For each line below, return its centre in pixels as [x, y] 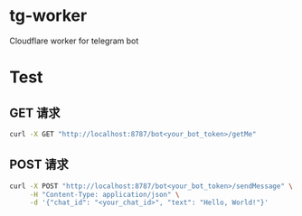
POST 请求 [39, 165]
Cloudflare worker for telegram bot [74, 41]
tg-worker [48, 16]
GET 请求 [35, 113]
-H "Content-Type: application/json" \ [104, 194]
